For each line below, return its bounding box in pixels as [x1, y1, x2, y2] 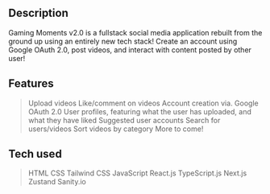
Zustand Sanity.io [27, 177, 86, 187]
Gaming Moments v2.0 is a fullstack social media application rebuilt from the [8, 27, 263, 37]
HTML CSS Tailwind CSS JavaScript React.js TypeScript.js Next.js [27, 168, 247, 178]
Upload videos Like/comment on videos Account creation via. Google [27, 98, 260, 108]
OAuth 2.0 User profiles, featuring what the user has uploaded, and [27, 106, 251, 116]
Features [8, 76, 54, 91]
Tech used [8, 147, 62, 161]
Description [8, 6, 69, 20]
